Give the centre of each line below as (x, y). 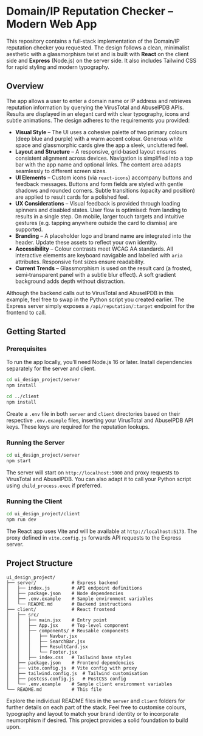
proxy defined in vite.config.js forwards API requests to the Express (94, 538)
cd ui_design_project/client (43, 514)
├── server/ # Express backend (62, 583)
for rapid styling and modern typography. (58, 67)
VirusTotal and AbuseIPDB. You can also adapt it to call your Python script (99, 479)
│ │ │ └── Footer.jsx (42, 652)
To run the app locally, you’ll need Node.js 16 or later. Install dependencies (99, 362)
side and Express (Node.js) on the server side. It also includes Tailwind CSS (101, 60)
